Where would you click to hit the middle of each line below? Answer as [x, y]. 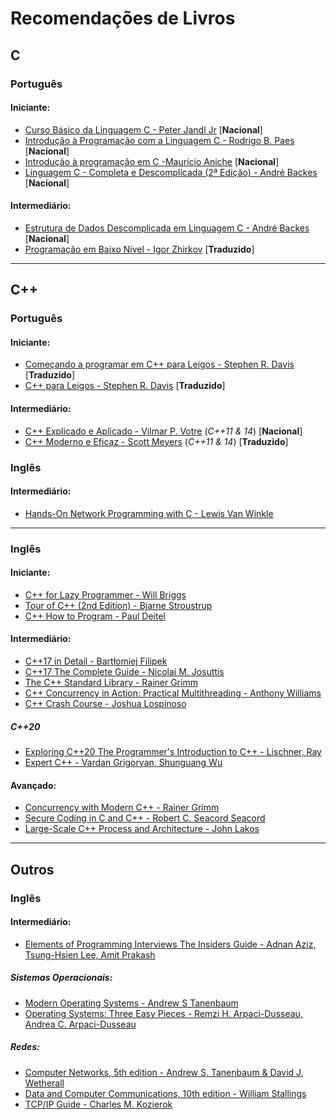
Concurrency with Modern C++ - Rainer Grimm [122, 808]
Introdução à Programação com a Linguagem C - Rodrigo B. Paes [159, 140]
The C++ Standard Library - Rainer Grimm [111, 683]
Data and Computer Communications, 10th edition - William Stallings [165, 1093]
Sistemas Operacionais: [61, 978]
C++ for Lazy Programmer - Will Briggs [105, 594]
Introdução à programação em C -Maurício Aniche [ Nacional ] [152, 161]
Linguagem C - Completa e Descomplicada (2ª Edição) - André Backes [171, 172]
